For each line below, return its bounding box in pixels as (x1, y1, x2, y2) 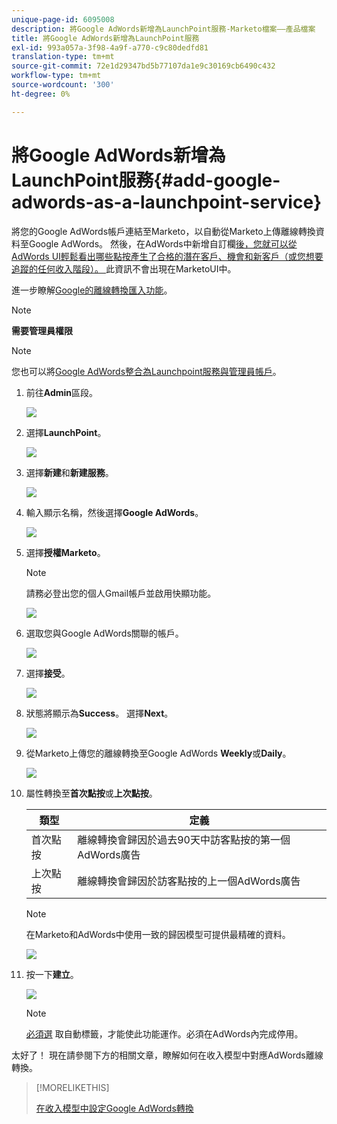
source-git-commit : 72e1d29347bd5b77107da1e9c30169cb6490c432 (11, 61, 276, 71)
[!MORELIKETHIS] (35, 1081, 110, 1093)
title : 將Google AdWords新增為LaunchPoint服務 (11, 33, 200, 43)
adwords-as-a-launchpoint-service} (11, 191, 323, 213)
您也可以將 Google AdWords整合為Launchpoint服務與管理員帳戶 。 (11, 365, 282, 377)
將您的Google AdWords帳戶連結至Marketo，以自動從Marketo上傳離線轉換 (11, 225, 316, 237)
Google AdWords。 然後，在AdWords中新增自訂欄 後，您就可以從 (28, 237, 298, 250)
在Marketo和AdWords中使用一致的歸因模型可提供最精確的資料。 (25, 928, 291, 940)
